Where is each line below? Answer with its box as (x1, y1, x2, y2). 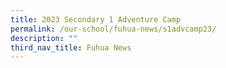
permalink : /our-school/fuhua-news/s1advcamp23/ (10, 24, 217, 34)
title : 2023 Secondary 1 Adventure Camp (10, 14, 182, 25)
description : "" (10, 33, 78, 43)
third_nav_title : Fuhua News (10, 42, 132, 53)
